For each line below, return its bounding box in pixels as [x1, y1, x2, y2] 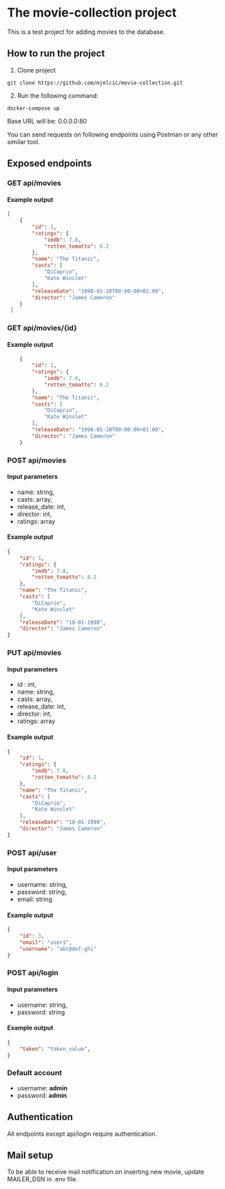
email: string [17, 895, 53, 903]
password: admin [17, 1091, 67, 1099]
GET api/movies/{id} [7, 323, 78, 333]
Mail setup [7, 1149, 54, 1161]
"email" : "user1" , [19, 939, 72, 946]
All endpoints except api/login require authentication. [7, 1130, 157, 1138]
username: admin [17, 1083, 67, 1092]
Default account [7, 1068, 63, 1078]
